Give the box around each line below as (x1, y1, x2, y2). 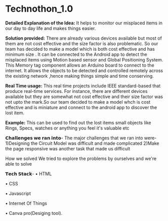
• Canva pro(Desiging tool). (5, 210, 63, 216)
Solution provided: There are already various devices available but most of (5, 35, 162, 41)
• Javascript (5, 190, 31, 196)
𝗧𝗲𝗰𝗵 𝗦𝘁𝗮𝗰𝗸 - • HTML (5, 171, 52, 177)
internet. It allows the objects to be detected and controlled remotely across (5, 67, 163, 74)
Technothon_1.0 (5, 3, 73, 15)
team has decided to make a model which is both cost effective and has (5, 46, 155, 52)
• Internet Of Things (5, 200, 47, 206)
